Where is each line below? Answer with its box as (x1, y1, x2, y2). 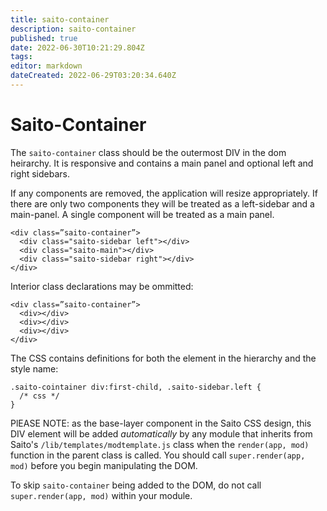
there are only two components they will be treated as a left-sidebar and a (10, 197, 315, 210)
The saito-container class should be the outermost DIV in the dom (10, 146, 287, 158)
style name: (10, 362, 59, 375)
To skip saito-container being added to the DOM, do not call (10, 479, 262, 491)
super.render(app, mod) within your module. (10, 489, 193, 501)
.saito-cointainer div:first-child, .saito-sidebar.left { (10, 382, 262, 392)
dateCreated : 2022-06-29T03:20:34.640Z (10, 71, 177, 81)
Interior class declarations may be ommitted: (10, 280, 194, 292)
